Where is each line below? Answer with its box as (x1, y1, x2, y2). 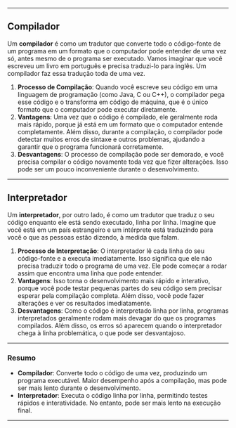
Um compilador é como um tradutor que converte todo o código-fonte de (7, 39, 221, 48)
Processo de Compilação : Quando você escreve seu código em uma (17, 82, 218, 91)
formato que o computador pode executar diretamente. (17, 105, 178, 113)
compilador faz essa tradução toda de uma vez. (7, 69, 145, 77)
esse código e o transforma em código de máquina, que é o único (17, 98, 209, 106)
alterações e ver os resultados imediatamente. (17, 299, 152, 307)
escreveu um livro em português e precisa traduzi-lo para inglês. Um (7, 61, 206, 70)
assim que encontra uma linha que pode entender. (17, 268, 164, 278)
